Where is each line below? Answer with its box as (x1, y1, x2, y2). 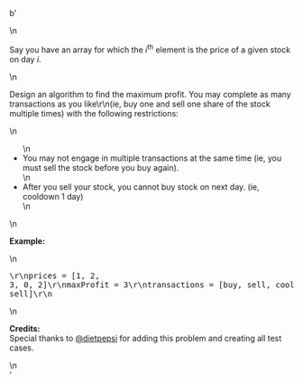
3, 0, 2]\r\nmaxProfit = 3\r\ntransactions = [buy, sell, (9, 279, 271, 290)
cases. (9, 342, 34, 353)
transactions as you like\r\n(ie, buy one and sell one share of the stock (9, 98, 271, 109)
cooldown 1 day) (22, 191, 84, 201)
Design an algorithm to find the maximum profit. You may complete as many (9, 89, 291, 99)
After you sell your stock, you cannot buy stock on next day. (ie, (22, 181, 260, 192)
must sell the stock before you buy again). (22, 162, 179, 173)
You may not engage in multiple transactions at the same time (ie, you (22, 153, 282, 163)
